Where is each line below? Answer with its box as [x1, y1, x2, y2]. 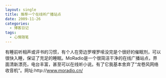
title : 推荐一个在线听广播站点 [5, 12, 61, 17]
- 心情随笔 [9, 35, 29, 40]
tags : [5, 30, 16, 35]
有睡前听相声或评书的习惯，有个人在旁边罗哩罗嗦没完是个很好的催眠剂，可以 [5, 49, 161, 55]
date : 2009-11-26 [5, 16, 41, 21]
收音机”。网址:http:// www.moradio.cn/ [5, 67, 83, 73]
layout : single [5, 7, 37, 12]
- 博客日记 [9, 26, 29, 31]
